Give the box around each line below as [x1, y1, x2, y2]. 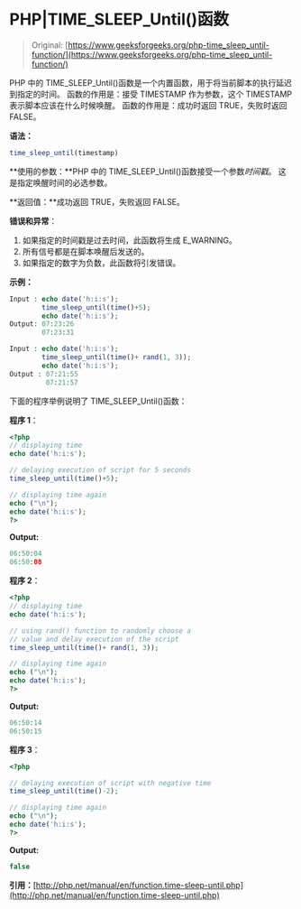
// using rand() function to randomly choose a [9, 626, 192, 635]
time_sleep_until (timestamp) [9, 148, 119, 157]
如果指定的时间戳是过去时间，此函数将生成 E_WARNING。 [22, 235, 237, 246]
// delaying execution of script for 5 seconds [9, 466, 192, 475]
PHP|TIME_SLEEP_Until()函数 [9, 9, 230, 30]
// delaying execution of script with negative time [9, 778, 212, 787]
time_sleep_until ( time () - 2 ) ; [9, 787, 119, 796]
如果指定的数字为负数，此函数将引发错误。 [22, 257, 181, 268]
